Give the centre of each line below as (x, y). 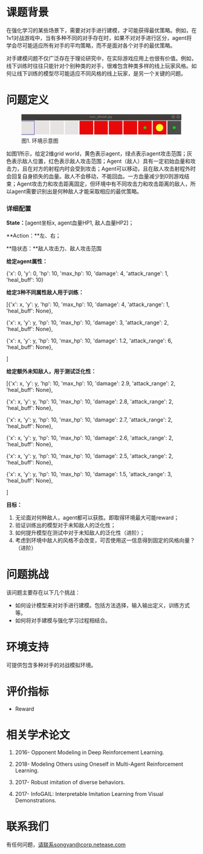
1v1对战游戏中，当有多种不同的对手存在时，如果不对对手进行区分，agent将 (99, 37)
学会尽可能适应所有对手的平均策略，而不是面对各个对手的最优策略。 (91, 45)
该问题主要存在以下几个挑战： (43, 593)
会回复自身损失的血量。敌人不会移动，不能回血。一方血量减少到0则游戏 (95, 176)
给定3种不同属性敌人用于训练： (45, 292)
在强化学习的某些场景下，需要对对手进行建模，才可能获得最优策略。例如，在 (101, 30)
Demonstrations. (36, 800)
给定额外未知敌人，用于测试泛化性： (51, 371)
